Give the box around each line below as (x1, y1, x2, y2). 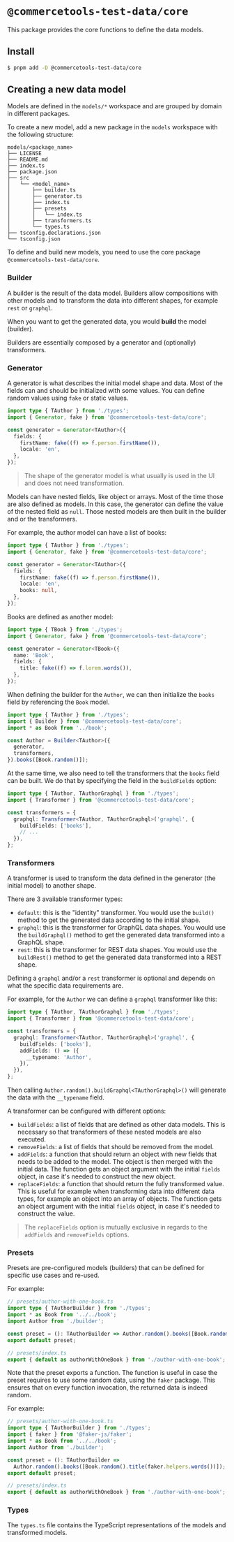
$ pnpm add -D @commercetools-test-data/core (7, 64, 141, 71)
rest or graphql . (7, 303, 54, 312)
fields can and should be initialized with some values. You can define (7, 387, 205, 395)
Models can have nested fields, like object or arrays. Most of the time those (7, 493, 224, 501)
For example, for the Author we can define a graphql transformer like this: (7, 995, 217, 1004)
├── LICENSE (7, 150, 42, 157)
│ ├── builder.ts (7, 187, 77, 194)
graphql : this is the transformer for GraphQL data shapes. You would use (17, 923, 226, 932)
